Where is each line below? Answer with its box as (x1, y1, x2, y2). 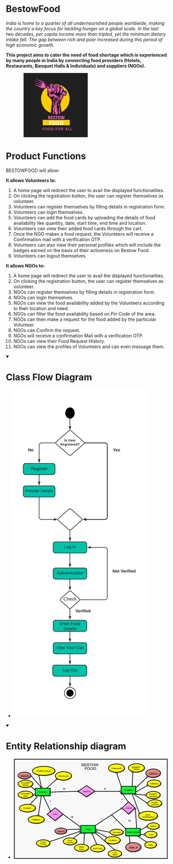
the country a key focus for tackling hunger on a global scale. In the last (6, 25, 159, 31)
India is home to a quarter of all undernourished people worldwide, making (6, 20, 165, 26)
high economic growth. (6, 42, 55, 48)
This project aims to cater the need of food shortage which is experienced (6, 52, 167, 58)
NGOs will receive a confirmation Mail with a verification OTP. (13, 332, 144, 339)
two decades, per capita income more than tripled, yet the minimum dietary (6, 31, 166, 37)
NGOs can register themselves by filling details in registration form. (13, 289, 156, 295)
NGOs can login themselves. (13, 294, 74, 300)
